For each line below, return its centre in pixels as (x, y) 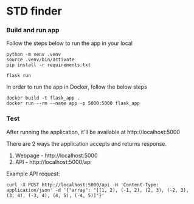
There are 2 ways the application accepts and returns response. (87, 143)
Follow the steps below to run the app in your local (69, 43)
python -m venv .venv (34, 55)
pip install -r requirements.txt (49, 65)
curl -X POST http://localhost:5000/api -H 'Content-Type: (83, 185)
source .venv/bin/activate (40, 60)
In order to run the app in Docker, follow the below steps (77, 87)
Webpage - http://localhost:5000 (57, 155)
